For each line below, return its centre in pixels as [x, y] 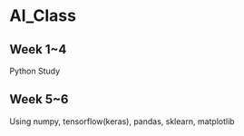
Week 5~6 [39, 99]
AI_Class [43, 16]
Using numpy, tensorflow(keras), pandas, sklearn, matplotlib [122, 121]
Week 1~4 [38, 49]
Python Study [35, 71]
